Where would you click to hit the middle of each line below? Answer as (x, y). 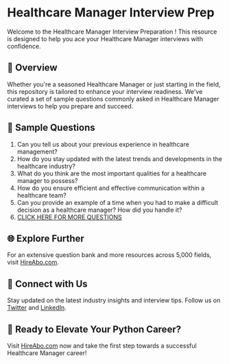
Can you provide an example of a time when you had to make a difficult (118, 202)
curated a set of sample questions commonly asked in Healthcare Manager (113, 99)
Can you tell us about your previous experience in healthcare (103, 144)
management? (37, 151)
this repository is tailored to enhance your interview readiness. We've (105, 91)
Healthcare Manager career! (47, 353)
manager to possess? (47, 180)
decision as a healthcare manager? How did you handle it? (99, 210)
